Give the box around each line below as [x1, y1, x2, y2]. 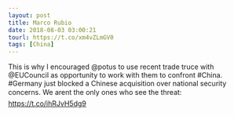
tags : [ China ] [8, 41, 55, 49]
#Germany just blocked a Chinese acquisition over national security [8, 79, 227, 89]
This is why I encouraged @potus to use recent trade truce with [8, 62, 214, 71]
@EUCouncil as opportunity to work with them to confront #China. [8, 71, 223, 80]
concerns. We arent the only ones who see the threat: [8, 88, 182, 97]
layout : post [8, 11, 51, 20]
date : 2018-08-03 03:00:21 [8, 26, 97, 34]
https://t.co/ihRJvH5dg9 [8, 99, 86, 108]
